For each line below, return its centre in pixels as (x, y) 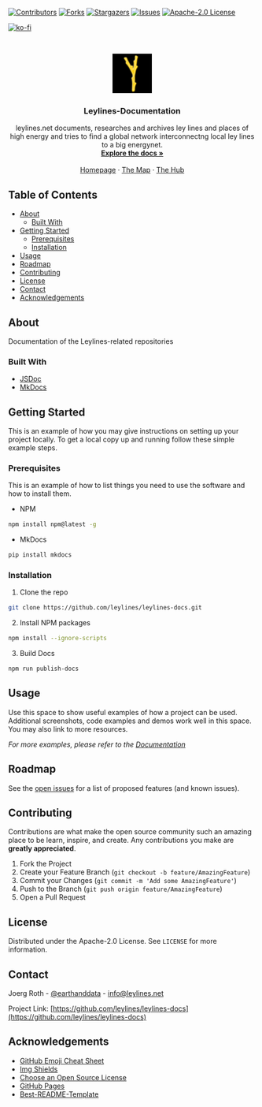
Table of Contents (53, 194)
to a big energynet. (132, 145)
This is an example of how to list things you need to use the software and (127, 486)
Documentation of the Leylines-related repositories (91, 341)
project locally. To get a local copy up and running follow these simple (121, 440)
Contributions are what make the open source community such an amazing (130, 832)
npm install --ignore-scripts (58, 639)
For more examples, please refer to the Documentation (97, 744)
